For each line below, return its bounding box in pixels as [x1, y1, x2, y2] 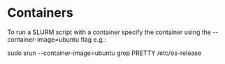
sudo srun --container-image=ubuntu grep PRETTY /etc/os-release [7, 49, 202, 57]
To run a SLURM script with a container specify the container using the [7, 28, 212, 36]
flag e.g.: [80, 35, 106, 43]
